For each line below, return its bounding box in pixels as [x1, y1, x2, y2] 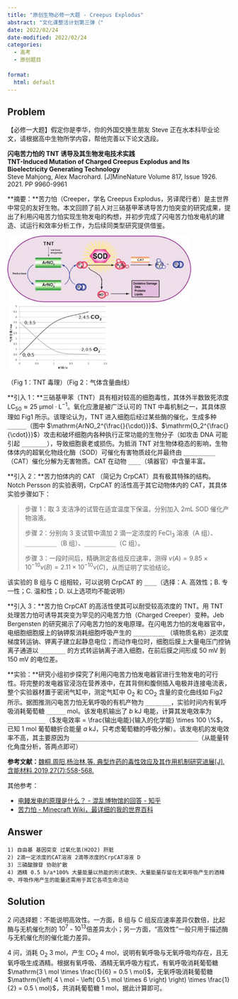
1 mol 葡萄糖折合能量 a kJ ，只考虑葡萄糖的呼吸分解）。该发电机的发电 [21, 725, 223, 733]
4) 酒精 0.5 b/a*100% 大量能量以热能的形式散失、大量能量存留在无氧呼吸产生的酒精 [7, 869, 225, 876]
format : [7, 71, 30, 78]
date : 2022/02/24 [7, 26, 59, 33]
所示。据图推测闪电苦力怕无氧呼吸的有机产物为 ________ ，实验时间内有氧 [7, 698, 221, 707]
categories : [7, 41, 42, 49]
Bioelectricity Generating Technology [7, 165, 120, 174]
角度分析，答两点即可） [13, 742, 82, 751]
